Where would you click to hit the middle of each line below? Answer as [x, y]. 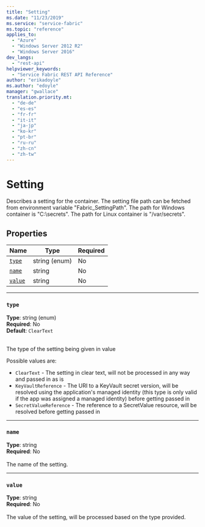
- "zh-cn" [24, 148]
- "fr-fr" [24, 114]
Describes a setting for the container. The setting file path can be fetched [99, 201]
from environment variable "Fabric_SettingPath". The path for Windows [95, 208]
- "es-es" [24, 109]
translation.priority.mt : [39, 97]
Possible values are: [31, 361]
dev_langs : [20, 57]
